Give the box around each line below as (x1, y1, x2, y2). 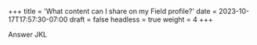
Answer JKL (8, 30, 48, 39)
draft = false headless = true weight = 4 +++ (69, 15, 213, 24)
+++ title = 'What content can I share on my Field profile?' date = (8, 7, 218, 16)
